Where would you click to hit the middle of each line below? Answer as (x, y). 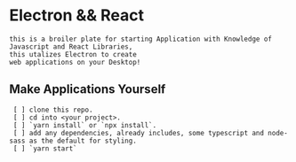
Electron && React (77, 15)
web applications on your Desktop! (75, 62)
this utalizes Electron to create (73, 54)
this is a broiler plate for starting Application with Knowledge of (141, 39)
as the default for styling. (83, 141)
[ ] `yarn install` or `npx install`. (85, 125)
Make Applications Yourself (88, 89)
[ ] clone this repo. (53, 110)
